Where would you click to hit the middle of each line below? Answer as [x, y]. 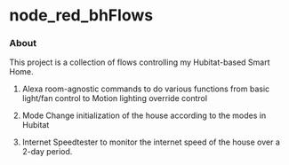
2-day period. [47, 152]
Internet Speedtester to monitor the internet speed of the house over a [151, 142]
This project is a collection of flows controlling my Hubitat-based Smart [140, 62]
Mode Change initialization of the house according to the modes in [144, 115]
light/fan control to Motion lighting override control [114, 98]
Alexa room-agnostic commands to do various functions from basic [146, 89]
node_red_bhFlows [81, 16]
